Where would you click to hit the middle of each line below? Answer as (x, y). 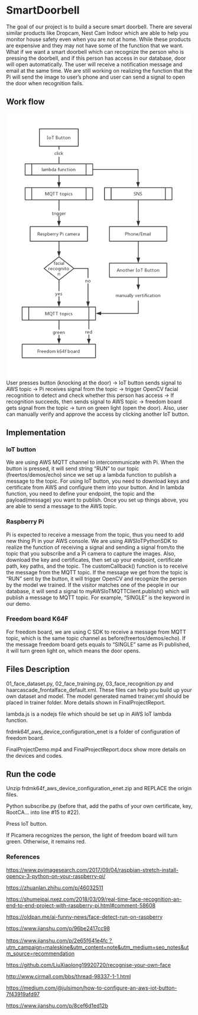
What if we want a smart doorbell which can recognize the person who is (95, 51)
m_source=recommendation (40, 953)
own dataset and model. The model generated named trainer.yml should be (98, 696)
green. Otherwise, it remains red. (46, 842)
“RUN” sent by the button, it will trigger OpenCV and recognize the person (97, 578)
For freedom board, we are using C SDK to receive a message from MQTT (96, 632)
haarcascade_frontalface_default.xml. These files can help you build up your (99, 690)
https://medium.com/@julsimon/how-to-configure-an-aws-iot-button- (92, 988)
